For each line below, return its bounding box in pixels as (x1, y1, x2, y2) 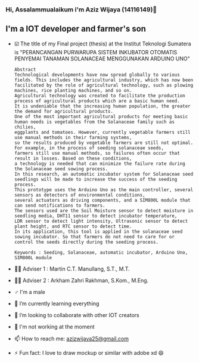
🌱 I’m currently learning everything (14, 300, 99, 307)
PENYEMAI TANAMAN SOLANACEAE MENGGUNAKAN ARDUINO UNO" (14, 55, 190, 62)
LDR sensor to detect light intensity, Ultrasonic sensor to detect (14, 218, 188, 224)
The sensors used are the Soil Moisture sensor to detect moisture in (14, 207, 194, 214)
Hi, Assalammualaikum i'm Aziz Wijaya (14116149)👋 (5, 5, 157, 14)
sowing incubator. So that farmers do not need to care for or (14, 234, 175, 240)
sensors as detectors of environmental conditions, (14, 192, 145, 198)
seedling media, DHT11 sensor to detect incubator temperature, (14, 213, 178, 219)
